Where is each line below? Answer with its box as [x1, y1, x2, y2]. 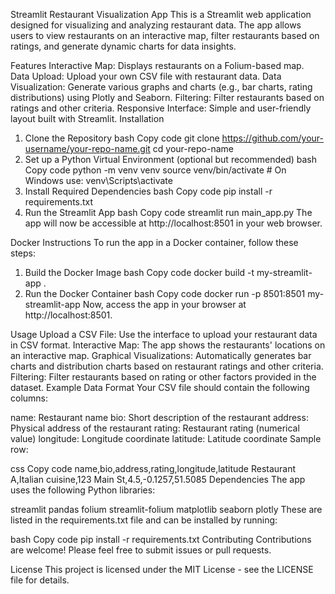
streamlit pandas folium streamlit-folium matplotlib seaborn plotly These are [10, 504, 323, 515]
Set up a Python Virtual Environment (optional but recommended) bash [24, 154, 318, 165]
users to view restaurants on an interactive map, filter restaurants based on [10, 30, 320, 41]
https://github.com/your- [221, 132, 324, 144]
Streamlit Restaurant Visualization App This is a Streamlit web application [10, 9, 312, 20]
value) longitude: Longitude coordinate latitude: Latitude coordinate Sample [10, 433, 322, 444]
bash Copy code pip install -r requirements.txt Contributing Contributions [10, 534, 312, 545]
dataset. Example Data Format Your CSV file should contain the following [10, 382, 310, 393]
